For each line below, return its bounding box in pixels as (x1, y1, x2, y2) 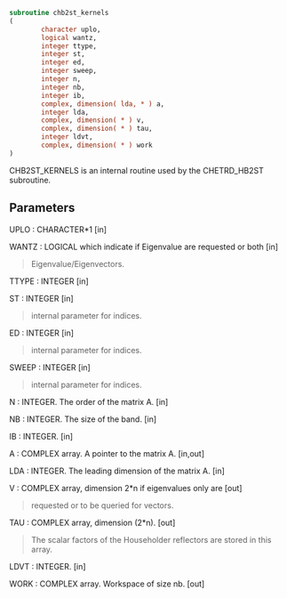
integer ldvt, (41, 133, 93, 141)
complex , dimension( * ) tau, (41, 125, 153, 133)
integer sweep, (41, 67, 98, 76)
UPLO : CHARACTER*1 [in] (9, 223, 108, 235)
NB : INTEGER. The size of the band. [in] (9, 414, 157, 424)
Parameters (9, 200, 76, 215)
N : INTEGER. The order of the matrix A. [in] (9, 396, 169, 407)
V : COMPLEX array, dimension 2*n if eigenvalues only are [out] (9, 482, 243, 493)
